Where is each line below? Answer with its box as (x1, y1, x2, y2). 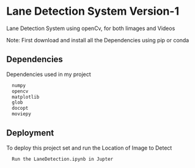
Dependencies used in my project (6, 71, 92, 78)
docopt (12, 105, 29, 112)
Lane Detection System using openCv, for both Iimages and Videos (6, 25, 175, 32)
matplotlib (12, 94, 40, 100)
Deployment (6, 128, 54, 139)
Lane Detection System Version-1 (6, 4, 179, 18)
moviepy (12, 111, 32, 117)
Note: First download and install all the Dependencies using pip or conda (6, 36, 189, 44)
